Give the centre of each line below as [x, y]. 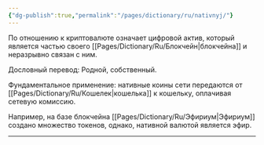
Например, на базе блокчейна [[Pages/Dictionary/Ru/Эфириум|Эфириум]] [132, 116]
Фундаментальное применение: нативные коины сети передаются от [125, 85]
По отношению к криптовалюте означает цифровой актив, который [121, 38]
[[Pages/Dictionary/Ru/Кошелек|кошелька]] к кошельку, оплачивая [120, 93]
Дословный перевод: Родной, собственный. [82, 69]
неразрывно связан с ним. [53, 54]
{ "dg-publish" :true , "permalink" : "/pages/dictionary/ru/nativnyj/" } [121, 15]
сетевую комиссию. [42, 101]
